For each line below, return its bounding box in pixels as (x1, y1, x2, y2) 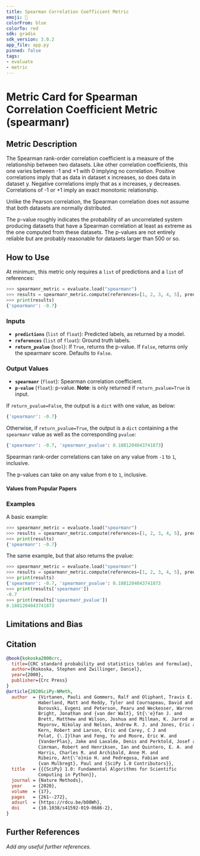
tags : (6, 53, 20, 59)
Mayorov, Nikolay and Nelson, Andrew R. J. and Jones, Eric (37, 722, 190, 728)
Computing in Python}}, (37, 772, 97, 778)
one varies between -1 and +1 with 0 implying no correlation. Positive (6, 168, 176, 175)
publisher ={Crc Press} (11, 678, 68, 683)
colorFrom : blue (6, 20, 46, 26)
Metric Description (6, 138, 77, 149)
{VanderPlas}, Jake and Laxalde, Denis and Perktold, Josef (37, 738, 190, 744)
